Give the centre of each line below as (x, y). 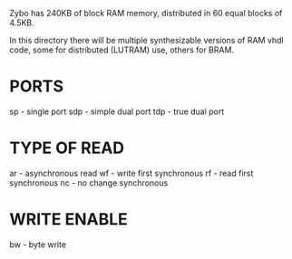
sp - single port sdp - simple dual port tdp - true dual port (117, 111)
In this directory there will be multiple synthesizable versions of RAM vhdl (146, 40)
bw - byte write (38, 245)
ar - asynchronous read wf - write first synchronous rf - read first (131, 173)
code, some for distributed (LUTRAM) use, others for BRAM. (122, 50)
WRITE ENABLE (69, 220)
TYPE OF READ (67, 148)
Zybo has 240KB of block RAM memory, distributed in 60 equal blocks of (146, 13)
